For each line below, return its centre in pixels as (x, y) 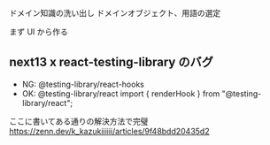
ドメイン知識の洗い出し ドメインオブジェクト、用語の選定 (115, 13)
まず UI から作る (39, 32)
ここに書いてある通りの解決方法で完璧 (79, 121)
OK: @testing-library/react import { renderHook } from (121, 93)
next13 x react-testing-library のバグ (112, 62)
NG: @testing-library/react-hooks (83, 84)
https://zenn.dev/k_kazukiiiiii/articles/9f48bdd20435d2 (109, 131)
